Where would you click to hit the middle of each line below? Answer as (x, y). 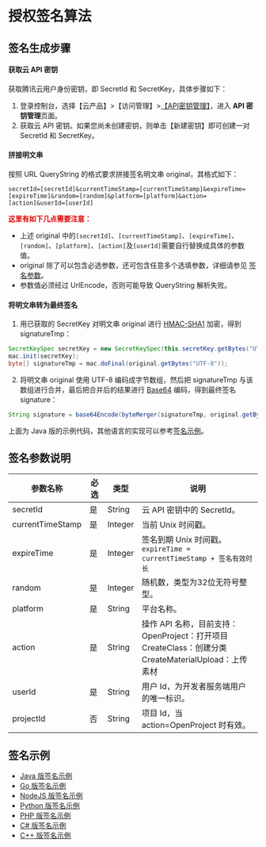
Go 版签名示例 (43, 786)
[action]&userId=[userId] (51, 203)
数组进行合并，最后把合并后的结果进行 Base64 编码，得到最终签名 (127, 389)
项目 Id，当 (162, 713)
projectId (29, 719)
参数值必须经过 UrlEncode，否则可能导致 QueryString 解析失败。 (125, 285)
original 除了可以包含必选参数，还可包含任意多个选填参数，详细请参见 (133, 265)
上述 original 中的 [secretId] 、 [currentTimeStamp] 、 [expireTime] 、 (129, 236)
